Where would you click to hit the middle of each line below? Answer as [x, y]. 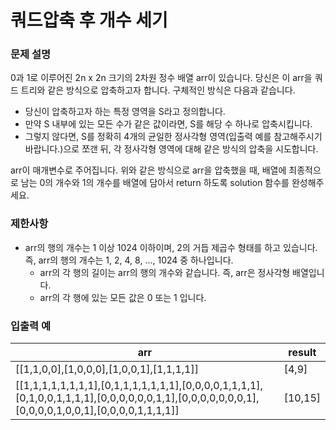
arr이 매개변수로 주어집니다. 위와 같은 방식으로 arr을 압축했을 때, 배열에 [148, 170]
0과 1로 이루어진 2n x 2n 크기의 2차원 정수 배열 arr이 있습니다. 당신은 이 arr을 [161, 78]
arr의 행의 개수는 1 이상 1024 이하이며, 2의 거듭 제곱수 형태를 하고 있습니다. [171, 247]
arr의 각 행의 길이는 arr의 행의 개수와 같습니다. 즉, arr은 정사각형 [165, 272]
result [302, 353]
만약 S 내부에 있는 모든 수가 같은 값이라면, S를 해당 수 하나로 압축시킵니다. [168, 124]
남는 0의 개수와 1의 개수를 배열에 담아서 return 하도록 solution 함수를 [155, 183]
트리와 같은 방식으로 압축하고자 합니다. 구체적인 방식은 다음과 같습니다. [158, 90]
